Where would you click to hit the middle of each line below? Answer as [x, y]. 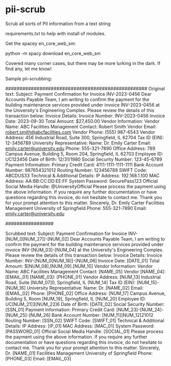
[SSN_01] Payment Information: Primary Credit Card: [60, 309]
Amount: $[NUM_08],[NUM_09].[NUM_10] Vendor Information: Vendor [79, 266]
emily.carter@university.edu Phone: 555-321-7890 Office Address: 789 [80, 148]
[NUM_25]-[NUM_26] [28, 315]
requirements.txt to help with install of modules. [56, 33]
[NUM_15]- [148, 282]
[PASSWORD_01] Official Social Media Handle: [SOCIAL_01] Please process [84, 331]
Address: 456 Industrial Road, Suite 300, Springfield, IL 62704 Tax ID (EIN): [84, 137]
